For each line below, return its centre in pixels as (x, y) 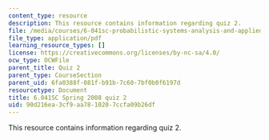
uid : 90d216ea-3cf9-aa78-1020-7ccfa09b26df (82, 105)
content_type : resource (48, 16)
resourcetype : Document (48, 90)
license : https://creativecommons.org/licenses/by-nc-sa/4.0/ (114, 53)
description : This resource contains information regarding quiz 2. (125, 23)
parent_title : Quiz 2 (44, 68)
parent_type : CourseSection (55, 75)
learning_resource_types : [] (57, 46)
